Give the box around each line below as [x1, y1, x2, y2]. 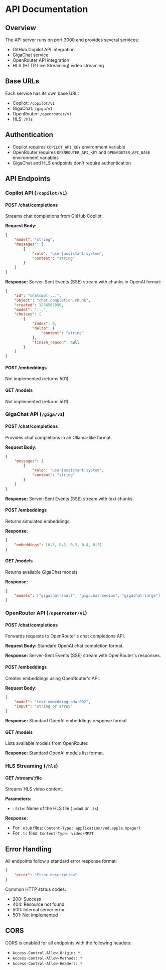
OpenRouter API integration [12, 57, 69, 63]
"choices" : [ [14, 312, 42, 317]
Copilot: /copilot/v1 [12, 100, 55, 106]
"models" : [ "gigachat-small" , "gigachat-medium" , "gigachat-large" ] [14, 593, 160, 598]
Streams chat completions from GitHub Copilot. [5, 213, 103, 219]
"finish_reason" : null [32, 340, 80, 345]
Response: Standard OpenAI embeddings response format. [5, 718, 128, 724]
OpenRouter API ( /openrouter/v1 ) [5, 609, 87, 616]
